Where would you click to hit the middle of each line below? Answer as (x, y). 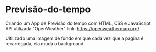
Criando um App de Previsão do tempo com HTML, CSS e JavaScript (78, 23)
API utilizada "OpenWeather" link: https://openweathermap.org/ (72, 28)
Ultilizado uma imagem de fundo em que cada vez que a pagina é (74, 38)
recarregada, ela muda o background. (45, 43)
